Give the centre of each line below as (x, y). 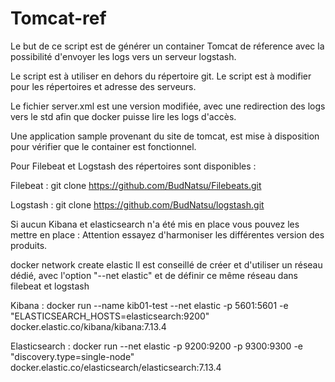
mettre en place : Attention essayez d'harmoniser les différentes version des (167, 234)
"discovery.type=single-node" (72, 356)
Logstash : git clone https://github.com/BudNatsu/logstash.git (137, 204)
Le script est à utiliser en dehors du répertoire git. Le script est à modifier (161, 76)
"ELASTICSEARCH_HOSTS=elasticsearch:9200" (110, 316)
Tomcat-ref (58, 18)
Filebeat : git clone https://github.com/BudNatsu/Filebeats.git (136, 185)
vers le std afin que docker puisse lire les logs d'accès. (123, 116)
